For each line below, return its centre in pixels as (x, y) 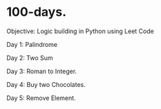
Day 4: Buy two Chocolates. (46, 84)
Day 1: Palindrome (32, 44)
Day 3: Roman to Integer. (42, 71)
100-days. (37, 12)
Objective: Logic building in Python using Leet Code (80, 31)
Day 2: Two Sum (30, 58)
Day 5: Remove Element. (41, 98)
